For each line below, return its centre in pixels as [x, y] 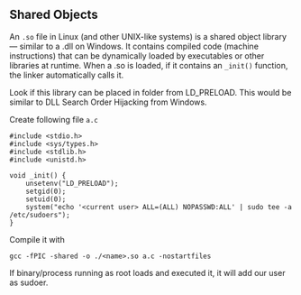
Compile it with [37, 239]
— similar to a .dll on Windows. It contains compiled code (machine [134, 46]
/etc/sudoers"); [40, 215]
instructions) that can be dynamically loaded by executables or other [137, 55]
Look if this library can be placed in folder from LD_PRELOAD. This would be [150, 92]
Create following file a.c [54, 119]
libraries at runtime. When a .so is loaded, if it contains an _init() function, [149, 65]
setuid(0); [46, 199]
